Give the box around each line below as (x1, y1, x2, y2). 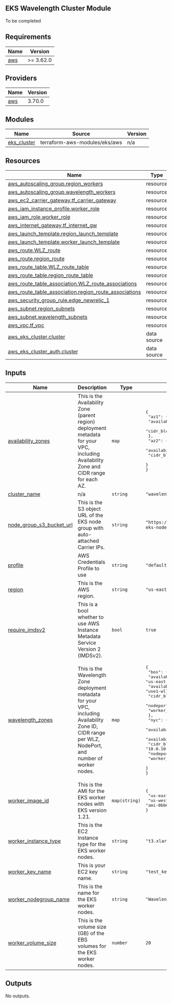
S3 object (77, 505, 101, 512)
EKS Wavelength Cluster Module (5, 4, 112, 13)
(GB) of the (77, 930, 105, 937)
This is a (77, 601, 98, 608)
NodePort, (77, 742, 102, 749)
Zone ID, (77, 723, 98, 730)
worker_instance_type (8, 837, 61, 845)
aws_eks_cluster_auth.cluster (8, 348, 78, 355)
